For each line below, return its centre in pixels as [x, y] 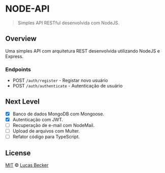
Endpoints [18, 69]
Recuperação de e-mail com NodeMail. [54, 125]
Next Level [22, 102]
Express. [14, 56]
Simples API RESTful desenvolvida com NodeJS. [69, 23]
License [18, 153]
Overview [21, 39]
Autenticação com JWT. [38, 119]
